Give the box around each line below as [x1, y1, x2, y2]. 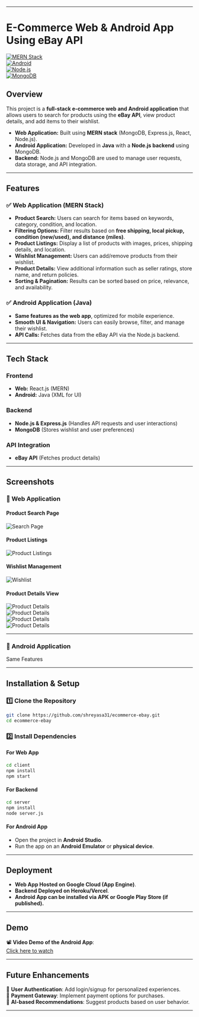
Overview [6, 90, 43, 100]
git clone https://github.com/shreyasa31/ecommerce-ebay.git [6, 712, 161, 718]
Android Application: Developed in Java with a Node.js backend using [14, 142, 190, 149]
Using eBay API [6, 34, 83, 47]
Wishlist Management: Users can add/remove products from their [14, 253, 178, 260]
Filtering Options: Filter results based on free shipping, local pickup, [14, 227, 185, 234]
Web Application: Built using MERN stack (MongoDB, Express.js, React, [14, 129, 191, 136]
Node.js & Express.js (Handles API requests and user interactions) [14, 419, 178, 427]
